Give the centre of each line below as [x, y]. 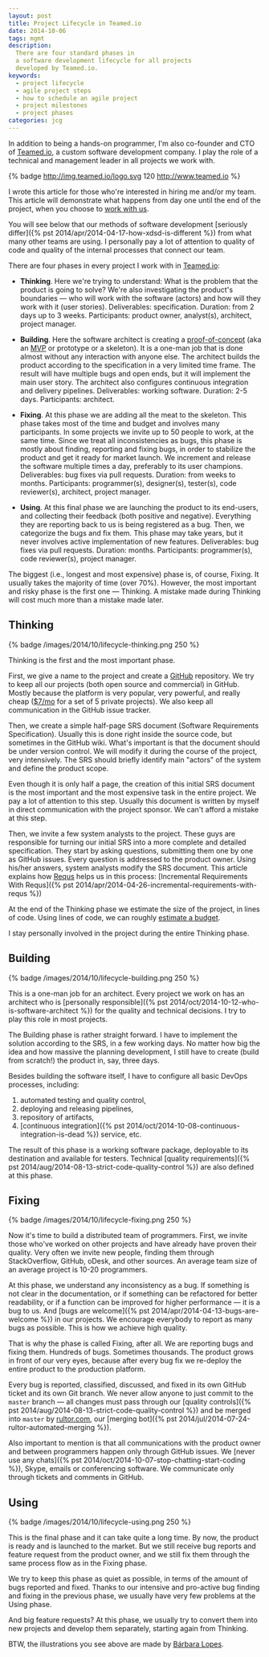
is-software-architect [43, 1010]
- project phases [45, 113]
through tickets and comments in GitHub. [76, 1478]
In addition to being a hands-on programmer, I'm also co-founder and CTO [132, 143]
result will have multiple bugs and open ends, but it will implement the [135, 373]
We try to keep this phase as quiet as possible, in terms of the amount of [128, 1579]
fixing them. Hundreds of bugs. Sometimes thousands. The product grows [131, 1352]
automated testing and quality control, [83, 1100]
